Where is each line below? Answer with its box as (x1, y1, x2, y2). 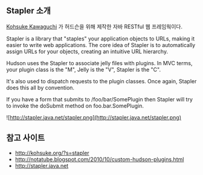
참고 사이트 (6, 133, 45, 143)
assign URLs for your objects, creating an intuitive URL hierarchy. (6, 48, 168, 55)
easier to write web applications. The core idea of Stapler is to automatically (6, 41, 196, 48)
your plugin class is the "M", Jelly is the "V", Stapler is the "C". (6, 66, 161, 73)
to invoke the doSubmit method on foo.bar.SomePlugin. (6, 102, 144, 109)
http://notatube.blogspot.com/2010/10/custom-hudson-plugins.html (14, 156, 184, 163)
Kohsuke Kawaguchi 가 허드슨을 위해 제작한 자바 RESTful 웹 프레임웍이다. (6, 23, 183, 30)
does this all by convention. (6, 84, 74, 91)
